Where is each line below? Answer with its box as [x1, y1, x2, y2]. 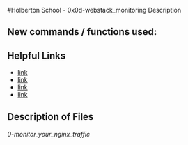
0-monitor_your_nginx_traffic [7, 130, 91, 139]
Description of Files [7, 111, 94, 123]
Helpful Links [7, 49, 66, 61]
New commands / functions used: [7, 26, 157, 38]
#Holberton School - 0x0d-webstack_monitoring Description [7, 6, 182, 14]
